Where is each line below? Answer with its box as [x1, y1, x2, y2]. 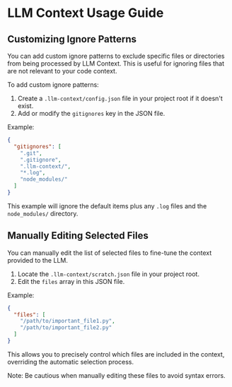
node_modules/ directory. [7, 209, 79, 218]
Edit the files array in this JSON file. [17, 277, 125, 285]
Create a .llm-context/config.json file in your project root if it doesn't [17, 94, 223, 102]
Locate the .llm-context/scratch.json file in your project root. [17, 270, 200, 278]
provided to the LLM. [7, 256, 69, 264]
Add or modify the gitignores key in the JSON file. [17, 109, 166, 117]
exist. [17, 102, 34, 110]
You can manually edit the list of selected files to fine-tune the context [7, 249, 212, 257]
